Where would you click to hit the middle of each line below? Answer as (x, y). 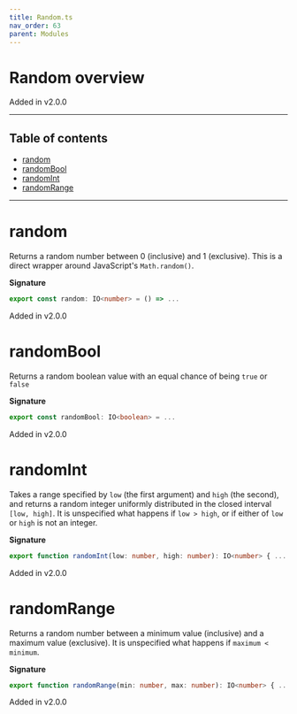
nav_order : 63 (35, 26)
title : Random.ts (41, 17)
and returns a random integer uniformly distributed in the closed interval (141, 503)
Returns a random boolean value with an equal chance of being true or (138, 376)
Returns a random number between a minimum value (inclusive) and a (137, 633)
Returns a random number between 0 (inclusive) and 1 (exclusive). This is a (146, 257)
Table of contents (58, 138)
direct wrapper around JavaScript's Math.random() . (102, 265)
